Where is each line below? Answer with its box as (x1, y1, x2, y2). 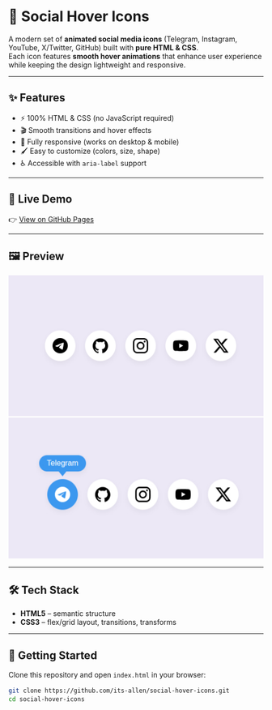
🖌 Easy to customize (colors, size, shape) (19, 146, 160, 156)
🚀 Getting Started (8, 648, 98, 662)
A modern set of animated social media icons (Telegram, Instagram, (8, 34, 237, 44)
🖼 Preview (8, 249, 65, 263)
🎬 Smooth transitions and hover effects (19, 125, 152, 135)
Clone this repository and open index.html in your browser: (8, 670, 206, 679)
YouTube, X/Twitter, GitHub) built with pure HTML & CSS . (8, 42, 199, 52)
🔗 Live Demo (8, 192, 73, 206)
